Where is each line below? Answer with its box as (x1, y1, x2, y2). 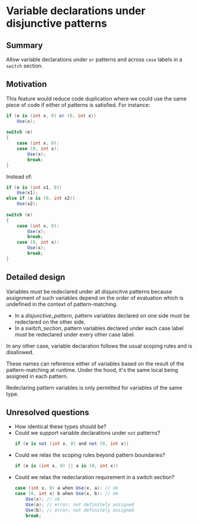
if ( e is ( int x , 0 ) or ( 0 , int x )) (6, 112, 96, 119)
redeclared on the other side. (14, 318, 86, 325)
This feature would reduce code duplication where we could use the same (6, 95, 187, 102)
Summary (6, 40, 43, 50)
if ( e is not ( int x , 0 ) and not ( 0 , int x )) (14, 441, 129, 447)
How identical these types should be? (14, 423, 106, 430)
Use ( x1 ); (17, 190, 38, 196)
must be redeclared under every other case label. (14, 331, 135, 338)
